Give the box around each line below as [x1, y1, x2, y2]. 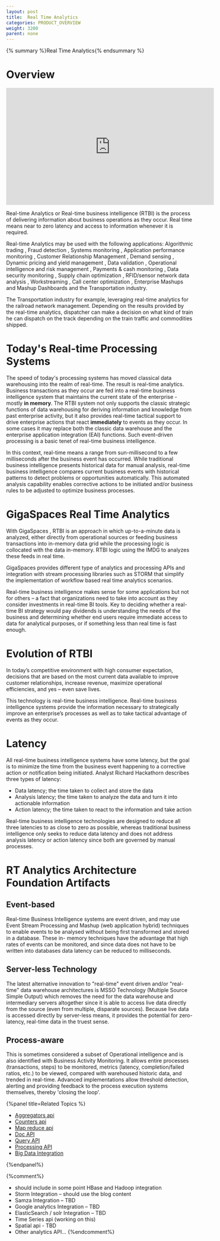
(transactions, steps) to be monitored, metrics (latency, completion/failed [6, 1063, 184, 1070]
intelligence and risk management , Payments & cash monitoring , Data [6, 266, 179, 273]
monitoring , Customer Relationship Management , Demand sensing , [6, 253, 174, 260]
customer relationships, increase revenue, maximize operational [6, 679, 162, 686]
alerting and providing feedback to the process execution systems [6, 1082, 168, 1089]
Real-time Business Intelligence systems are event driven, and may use [6, 915, 180, 922]
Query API [14, 1137, 40, 1144]
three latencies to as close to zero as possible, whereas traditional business [6, 824, 191, 831]
